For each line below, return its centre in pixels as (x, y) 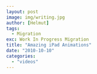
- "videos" (25, 61)
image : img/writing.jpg (36, 17)
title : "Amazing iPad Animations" (49, 45)
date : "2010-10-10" (30, 51)
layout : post (22, 12)
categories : (21, 56)
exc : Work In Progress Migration (48, 39)
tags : (13, 28)
